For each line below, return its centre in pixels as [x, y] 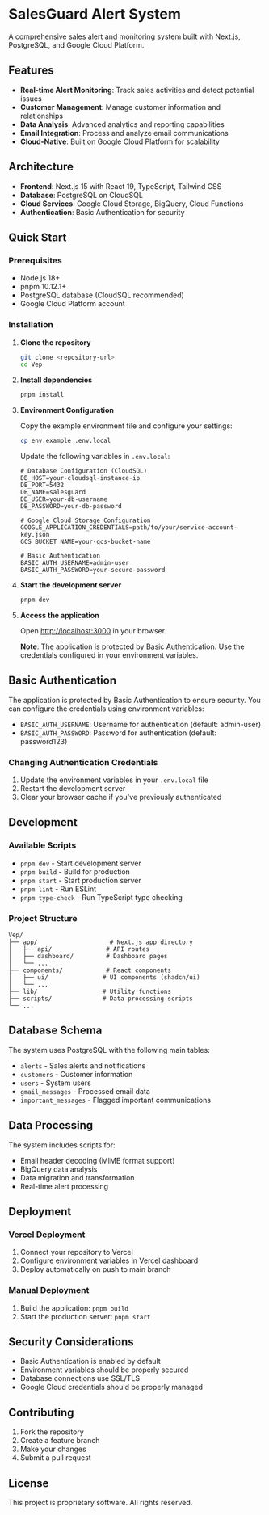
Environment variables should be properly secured [104, 1370]
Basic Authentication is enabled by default [90, 1361]
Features [31, 71]
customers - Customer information [76, 1074]
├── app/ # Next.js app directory [101, 942]
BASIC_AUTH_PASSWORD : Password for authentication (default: [118, 733]
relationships [41, 116]
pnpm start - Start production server [80, 880]
